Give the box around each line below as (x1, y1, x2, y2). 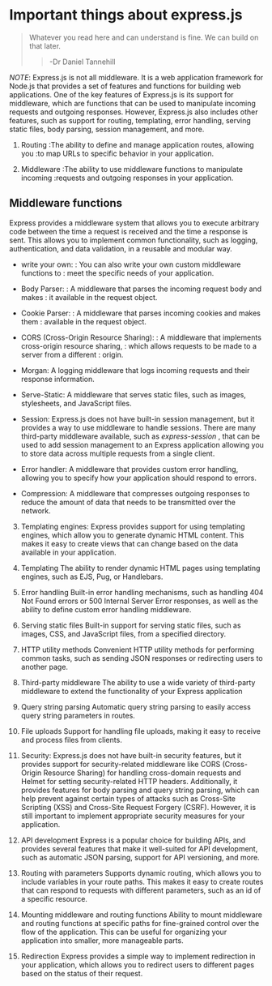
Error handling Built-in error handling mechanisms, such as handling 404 (20, 587, 264, 597)
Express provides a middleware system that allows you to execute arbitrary (9, 217, 260, 228)
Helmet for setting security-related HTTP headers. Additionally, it (20, 776, 238, 786)
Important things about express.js (9, 6, 243, 24)
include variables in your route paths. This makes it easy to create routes (20, 877, 264, 886)
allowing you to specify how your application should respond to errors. (20, 473, 257, 482)
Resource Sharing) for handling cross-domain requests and (43, 768, 241, 778)
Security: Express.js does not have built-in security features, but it (20, 750, 242, 760)
